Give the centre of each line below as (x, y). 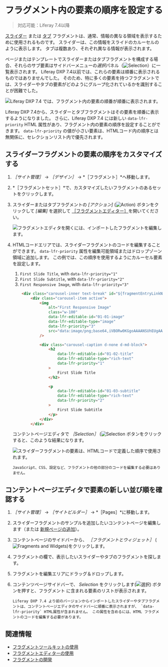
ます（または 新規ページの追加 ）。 (47, 529)
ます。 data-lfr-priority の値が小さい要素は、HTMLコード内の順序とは (84, 131)
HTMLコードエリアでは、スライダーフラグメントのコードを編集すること (86, 245)
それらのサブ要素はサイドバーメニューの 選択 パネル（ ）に (85, 65)
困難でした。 (27, 90)
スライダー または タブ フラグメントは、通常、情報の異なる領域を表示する (81, 36)
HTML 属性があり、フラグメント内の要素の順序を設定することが (90, 124)
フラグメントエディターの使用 (43, 653)
